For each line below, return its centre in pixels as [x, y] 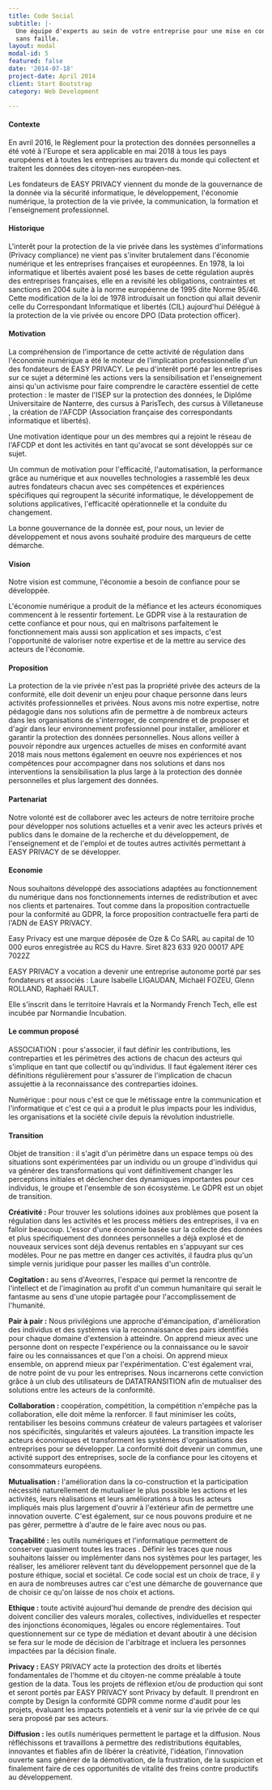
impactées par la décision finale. [63, 1651]
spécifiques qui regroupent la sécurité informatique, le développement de [131, 495]
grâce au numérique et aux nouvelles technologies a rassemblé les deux [129, 477]
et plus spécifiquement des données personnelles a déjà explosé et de [126, 1238]
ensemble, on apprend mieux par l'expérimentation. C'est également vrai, [131, 1364]
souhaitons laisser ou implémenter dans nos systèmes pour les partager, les [135, 1558]
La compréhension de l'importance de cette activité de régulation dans [126, 351]
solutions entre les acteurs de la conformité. [82, 1390]
